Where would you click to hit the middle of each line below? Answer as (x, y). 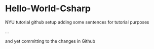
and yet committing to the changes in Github (50, 41)
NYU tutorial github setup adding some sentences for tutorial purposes (77, 22)
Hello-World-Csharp (48, 9)
